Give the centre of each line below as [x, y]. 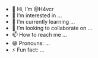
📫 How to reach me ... [39, 35]
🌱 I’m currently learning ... [43, 22]
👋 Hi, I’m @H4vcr [33, 9]
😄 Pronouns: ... [31, 43]
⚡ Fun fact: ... [28, 50]
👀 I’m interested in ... [37, 15]
